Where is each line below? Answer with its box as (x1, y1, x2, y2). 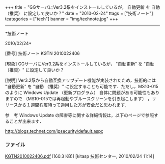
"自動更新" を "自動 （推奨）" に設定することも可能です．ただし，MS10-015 (5, 84, 159, 89)
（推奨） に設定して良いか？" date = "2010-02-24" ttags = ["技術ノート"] (5, 10, 153, 16)
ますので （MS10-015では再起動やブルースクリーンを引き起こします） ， (5, 96, 152, 101)
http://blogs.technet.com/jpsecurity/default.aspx (5, 128, 103, 134)
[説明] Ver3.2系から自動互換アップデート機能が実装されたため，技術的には (5, 77, 156, 83)
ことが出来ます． (9, 118, 44, 124)
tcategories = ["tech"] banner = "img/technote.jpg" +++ (5, 16, 119, 22)
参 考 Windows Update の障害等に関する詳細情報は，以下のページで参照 (5, 112, 154, 118)
